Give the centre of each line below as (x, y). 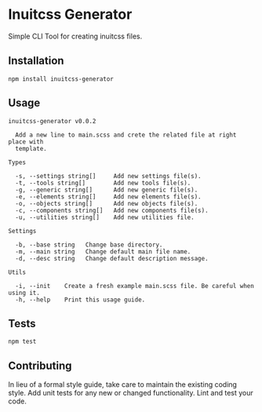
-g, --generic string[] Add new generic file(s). (107, 190)
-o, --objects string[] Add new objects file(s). (107, 203)
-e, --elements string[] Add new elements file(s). (108, 197)
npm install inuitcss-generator (61, 79)
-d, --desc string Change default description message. (112, 258)
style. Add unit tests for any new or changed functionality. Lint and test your (131, 393)
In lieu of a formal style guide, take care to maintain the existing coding (123, 385)
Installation (36, 61)
